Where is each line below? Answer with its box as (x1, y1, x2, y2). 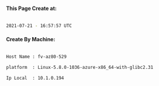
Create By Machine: (6, 35, 56, 42)
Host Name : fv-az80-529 (6, 54, 67, 60)
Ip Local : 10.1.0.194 (6, 75, 65, 81)
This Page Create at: (6, 5, 57, 12)
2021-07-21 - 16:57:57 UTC (6, 23, 72, 29)
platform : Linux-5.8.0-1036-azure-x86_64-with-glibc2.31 (6, 65, 154, 71)
